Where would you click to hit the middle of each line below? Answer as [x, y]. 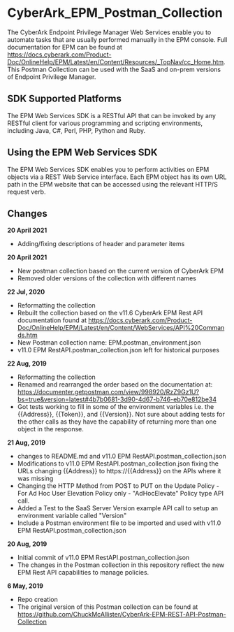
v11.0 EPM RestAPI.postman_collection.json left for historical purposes [118, 350]
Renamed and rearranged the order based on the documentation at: [115, 385]
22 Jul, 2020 [26, 292]
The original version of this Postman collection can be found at [108, 607]
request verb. [27, 192]
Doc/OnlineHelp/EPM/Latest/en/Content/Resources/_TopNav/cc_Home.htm [116, 62]
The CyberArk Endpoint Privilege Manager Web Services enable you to [109, 32]
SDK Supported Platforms [65, 99]
